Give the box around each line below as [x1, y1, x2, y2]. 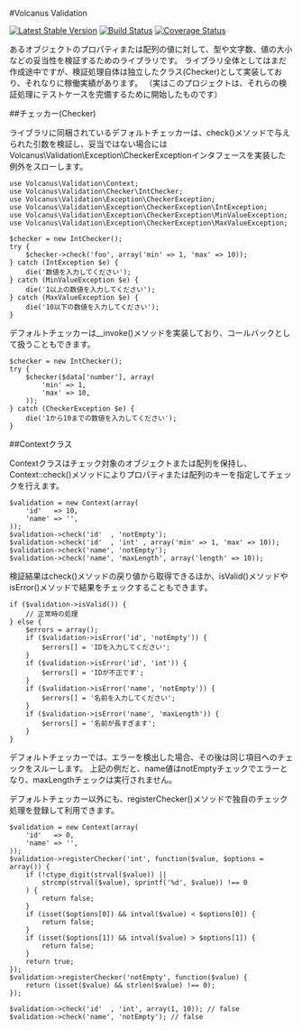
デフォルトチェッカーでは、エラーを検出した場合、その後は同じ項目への [9, 752, 278, 762]
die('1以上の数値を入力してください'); [25, 285, 156, 294]
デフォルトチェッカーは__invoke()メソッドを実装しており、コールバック [9, 328, 275, 338]
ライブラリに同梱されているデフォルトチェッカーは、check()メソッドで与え [9, 127, 290, 138]
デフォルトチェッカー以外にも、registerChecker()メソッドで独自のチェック [9, 793, 288, 804]
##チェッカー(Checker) [9, 108, 96, 118]
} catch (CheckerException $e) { [9, 404, 135, 413]
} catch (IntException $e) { [9, 258, 119, 267]
